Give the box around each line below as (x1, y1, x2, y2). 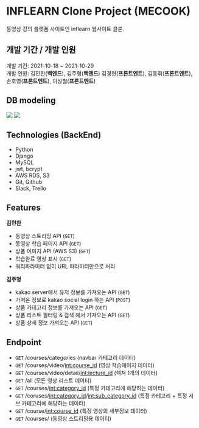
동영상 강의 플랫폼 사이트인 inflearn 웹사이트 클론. (6, 25, 125, 32)
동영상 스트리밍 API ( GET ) (15, 233, 75, 240)
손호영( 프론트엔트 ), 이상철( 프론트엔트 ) (6, 77, 96, 85)
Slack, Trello (15, 184, 47, 192)
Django (15, 152, 33, 160)
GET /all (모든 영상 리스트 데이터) (15, 377, 92, 384)
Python (15, 146, 33, 153)
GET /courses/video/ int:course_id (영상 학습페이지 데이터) (15, 362, 155, 369)
